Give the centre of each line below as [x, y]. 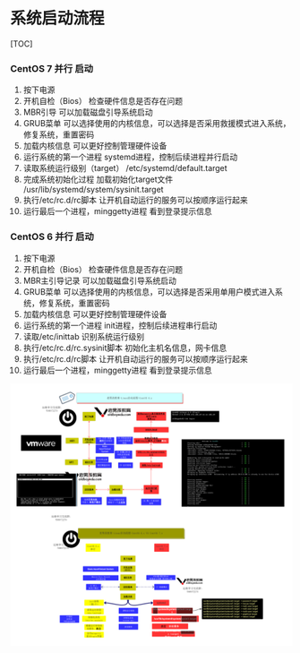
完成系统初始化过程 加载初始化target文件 [98, 179]
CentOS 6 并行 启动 [52, 236]
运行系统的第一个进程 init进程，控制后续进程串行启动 [120, 325]
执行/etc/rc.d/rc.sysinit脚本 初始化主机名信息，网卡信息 [125, 348]
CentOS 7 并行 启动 [51, 68]
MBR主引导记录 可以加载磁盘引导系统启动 [100, 280]
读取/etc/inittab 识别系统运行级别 [84, 336]
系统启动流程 [58, 18]
